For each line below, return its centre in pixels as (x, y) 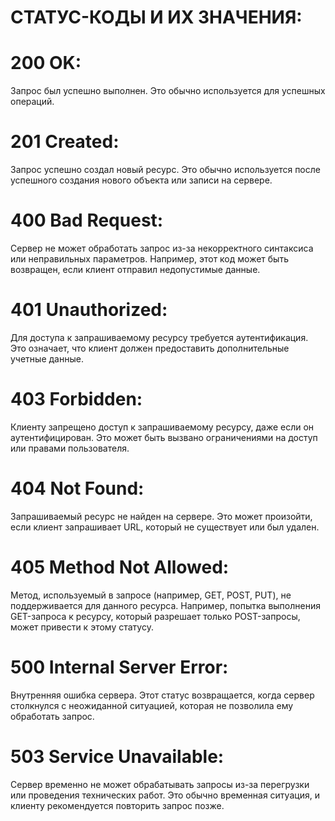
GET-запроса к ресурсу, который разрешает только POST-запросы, (155, 616)
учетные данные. (47, 358)
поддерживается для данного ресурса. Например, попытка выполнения (165, 605)
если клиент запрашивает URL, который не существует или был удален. (165, 527)
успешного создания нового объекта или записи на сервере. (141, 180)
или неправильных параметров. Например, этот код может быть (149, 259)
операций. (32, 102)
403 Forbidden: (76, 399)
